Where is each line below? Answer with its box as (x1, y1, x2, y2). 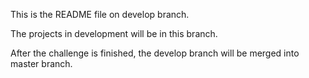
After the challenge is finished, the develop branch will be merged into (10, 47, 300, 59)
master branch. (10, 58, 73, 69)
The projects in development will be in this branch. (10, 28, 218, 39)
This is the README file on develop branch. (10, 9, 190, 20)
